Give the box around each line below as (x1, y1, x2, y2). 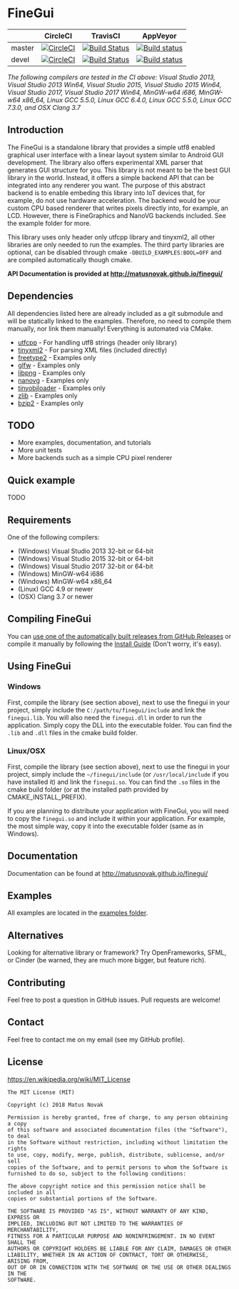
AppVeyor (142, 31, 177, 41)
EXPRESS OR (7, 1213, 40, 1221)
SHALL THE (7, 1238, 37, 1246)
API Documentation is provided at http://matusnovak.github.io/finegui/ (7, 269, 223, 278)
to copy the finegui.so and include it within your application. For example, (7, 814, 226, 822)
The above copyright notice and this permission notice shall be (7, 1183, 205, 1190)
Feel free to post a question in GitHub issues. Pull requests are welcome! (7, 995, 221, 1005)
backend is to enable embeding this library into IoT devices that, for (7, 188, 205, 197)
